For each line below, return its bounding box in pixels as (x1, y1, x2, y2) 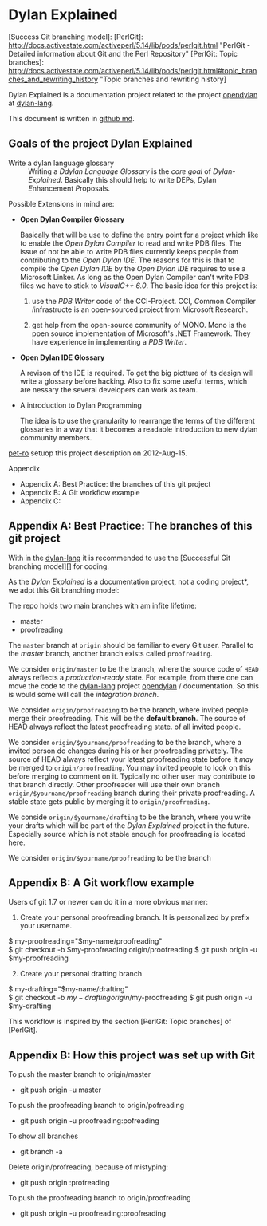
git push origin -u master (19, 1085, 102, 1094)
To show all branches (8, 1131, 78, 1141)
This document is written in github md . (8, 113, 135, 123)
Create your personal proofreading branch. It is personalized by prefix (19, 913, 250, 922)
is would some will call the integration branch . (8, 689, 159, 699)
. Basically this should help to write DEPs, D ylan (60, 175, 217, 184)
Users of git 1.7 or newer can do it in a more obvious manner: (8, 897, 209, 907)
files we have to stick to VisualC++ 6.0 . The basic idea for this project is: (19, 281, 258, 290)
